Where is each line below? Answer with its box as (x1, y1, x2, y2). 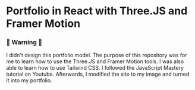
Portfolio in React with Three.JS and (6, 4, 188, 18)
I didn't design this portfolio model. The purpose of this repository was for (6, 52, 187, 59)
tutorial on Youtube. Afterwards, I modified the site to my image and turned (6, 70, 190, 78)
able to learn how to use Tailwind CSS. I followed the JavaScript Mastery (6, 64, 184, 72)
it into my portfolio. (6, 77, 52, 84)
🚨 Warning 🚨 (6, 38, 43, 46)
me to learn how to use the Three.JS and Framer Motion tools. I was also (6, 58, 184, 65)
